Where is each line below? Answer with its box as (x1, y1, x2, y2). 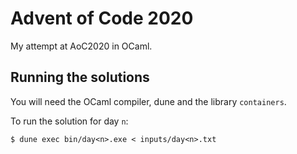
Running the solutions (10, 69, 150, 86)
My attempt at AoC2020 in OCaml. (10, 40, 153, 52)
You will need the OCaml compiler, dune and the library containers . (10, 95, 287, 107)
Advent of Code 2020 (10, 7, 194, 30)
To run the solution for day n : (10, 115, 129, 127)
